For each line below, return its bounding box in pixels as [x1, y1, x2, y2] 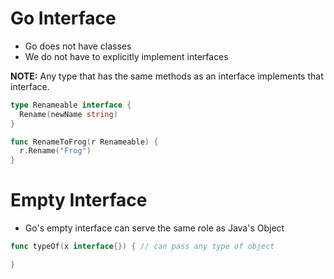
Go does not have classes [24, 40, 132, 52]
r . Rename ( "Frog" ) [19, 146, 92, 156]
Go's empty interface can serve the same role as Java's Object [24, 222, 285, 234]
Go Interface [10, 7, 117, 30]
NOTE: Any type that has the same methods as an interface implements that [10, 70, 324, 82]
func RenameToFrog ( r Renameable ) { [10, 137, 159, 147]
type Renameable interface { [10, 100, 132, 110]
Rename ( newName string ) [19, 109, 118, 119]
